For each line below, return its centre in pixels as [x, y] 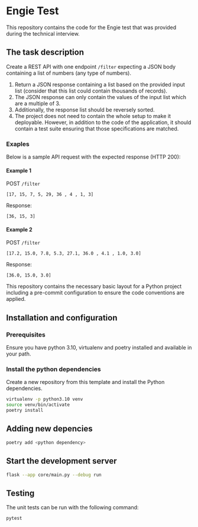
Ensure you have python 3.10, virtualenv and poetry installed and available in [99, 348]
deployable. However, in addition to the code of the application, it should [103, 122]
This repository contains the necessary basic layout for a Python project [94, 287]
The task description [45, 53]
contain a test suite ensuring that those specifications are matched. [97, 128]
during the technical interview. [43, 33]
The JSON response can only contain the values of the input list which [100, 97]
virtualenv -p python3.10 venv [45, 399]
